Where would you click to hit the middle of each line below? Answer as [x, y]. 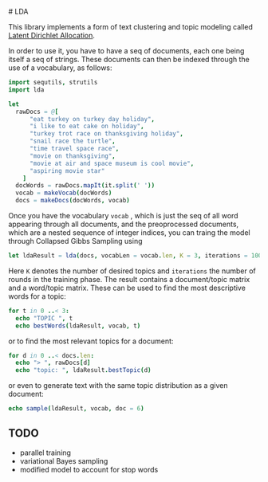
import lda [26, 90]
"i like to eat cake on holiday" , [87, 127]
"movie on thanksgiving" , [72, 156]
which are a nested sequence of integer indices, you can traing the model [129, 233]
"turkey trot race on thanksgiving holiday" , [106, 134]
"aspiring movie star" [67, 170]
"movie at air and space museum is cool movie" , [112, 163]
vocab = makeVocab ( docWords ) [64, 193]
